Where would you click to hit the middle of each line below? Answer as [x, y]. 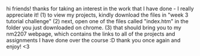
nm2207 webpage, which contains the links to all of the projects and [91, 34]
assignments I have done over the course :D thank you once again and [93, 40]
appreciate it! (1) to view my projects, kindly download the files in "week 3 [97, 15]
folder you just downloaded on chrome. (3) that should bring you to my [94, 27]
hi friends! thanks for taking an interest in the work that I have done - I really [100, 9]
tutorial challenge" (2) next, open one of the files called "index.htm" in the [98, 21]
